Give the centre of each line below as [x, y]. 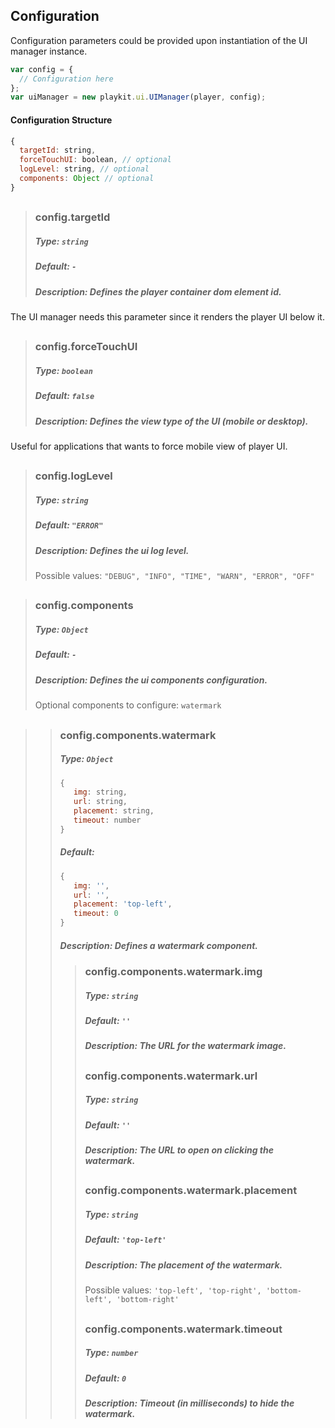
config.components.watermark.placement [191, 1191]
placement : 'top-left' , [123, 904]
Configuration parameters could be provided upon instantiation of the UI [159, 40]
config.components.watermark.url [171, 1076]
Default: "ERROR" [69, 525]
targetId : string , [58, 150]
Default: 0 [105, 1378]
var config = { [42, 69]
